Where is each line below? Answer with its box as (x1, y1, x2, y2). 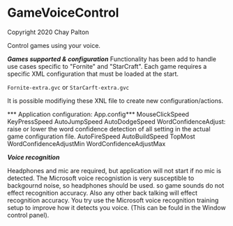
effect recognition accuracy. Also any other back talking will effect (7, 188, 197, 197)
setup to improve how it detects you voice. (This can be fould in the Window (7, 203, 226, 211)
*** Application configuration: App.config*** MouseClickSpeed (7, 110, 190, 118)
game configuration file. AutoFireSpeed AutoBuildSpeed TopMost (7, 132, 195, 140)
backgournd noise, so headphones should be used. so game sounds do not (7, 181, 225, 189)
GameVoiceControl (7, 5, 119, 21)
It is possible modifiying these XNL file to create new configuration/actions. (7, 96, 224, 105)
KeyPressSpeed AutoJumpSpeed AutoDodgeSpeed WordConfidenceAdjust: (7, 117, 226, 126)
